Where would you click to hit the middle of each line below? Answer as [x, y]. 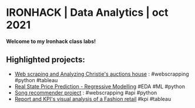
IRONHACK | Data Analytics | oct [87, 13]
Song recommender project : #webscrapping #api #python [86, 92]
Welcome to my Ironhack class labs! [51, 41]
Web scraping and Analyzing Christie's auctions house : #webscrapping [102, 74]
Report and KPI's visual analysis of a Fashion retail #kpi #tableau [93, 99]
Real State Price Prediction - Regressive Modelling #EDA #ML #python [100, 86]
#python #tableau [36, 80]
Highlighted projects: [46, 60]
